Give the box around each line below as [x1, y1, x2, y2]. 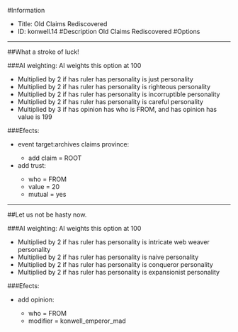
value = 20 [28, 183, 60, 190]
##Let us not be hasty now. [7, 210, 87, 219]
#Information [7, 6, 45, 14]
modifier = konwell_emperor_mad [28, 316, 126, 325]
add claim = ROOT [28, 154, 82, 162]
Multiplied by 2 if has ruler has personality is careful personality [17, 98, 204, 105]
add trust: [17, 161, 46, 169]
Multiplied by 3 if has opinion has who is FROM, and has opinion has [17, 105, 217, 113]
